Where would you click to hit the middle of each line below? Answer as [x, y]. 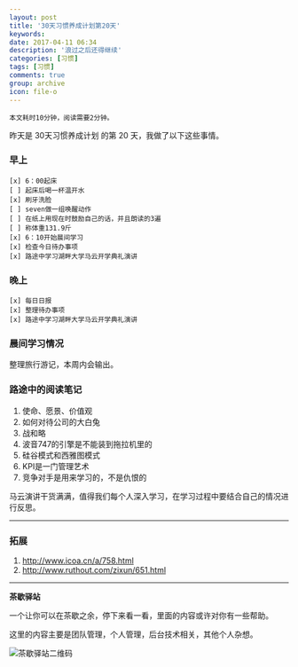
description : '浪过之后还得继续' [66, 51]
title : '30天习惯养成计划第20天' [65, 26]
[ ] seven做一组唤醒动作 [50, 209]
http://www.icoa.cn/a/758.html [78, 561]
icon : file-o [33, 91]
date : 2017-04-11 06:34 [53, 42]
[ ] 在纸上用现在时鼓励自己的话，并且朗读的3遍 [85, 218]
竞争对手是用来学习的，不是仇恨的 [84, 477]
